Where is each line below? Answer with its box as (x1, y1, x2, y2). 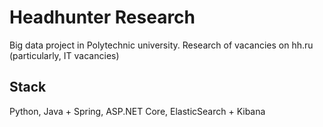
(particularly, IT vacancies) (9, 49, 120, 61)
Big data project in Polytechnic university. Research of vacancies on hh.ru (9, 39, 314, 51)
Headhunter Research (9, 6, 196, 29)
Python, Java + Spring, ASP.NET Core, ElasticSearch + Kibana (9, 105, 266, 117)
